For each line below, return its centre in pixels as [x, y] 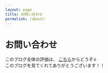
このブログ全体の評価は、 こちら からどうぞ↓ [51, 59]
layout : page [19, 10]
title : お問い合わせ [24, 14]
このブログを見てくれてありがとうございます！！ [55, 66]
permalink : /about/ [25, 19]
